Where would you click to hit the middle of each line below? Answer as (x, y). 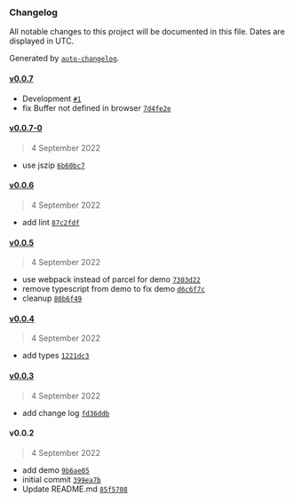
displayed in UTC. (42, 41)
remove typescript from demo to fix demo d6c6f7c (114, 289)
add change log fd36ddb (66, 413)
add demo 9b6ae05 (56, 470)
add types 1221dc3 (56, 356)
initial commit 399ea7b (61, 479)
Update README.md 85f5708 (75, 489)
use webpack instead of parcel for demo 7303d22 (111, 279)
